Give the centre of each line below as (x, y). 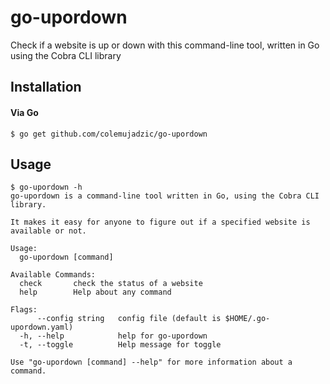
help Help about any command (95, 292)
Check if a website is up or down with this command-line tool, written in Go (165, 45)
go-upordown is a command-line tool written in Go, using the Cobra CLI (165, 196)
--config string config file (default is (129, 319)
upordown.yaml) (42, 327)
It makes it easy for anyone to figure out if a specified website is (160, 222)
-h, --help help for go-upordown (113, 336)
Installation (46, 87)
